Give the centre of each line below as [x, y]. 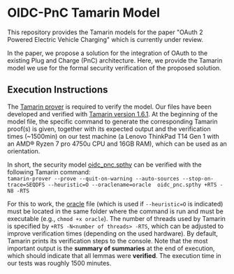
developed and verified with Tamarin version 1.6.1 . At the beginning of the [112, 114]
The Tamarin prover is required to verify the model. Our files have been [109, 107]
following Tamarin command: [49, 172]
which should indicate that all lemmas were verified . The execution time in [114, 255]
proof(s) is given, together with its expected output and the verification [109, 129]
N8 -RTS [19, 191]
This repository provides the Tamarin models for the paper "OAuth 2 [105, 32]
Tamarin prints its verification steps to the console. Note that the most [108, 241]
